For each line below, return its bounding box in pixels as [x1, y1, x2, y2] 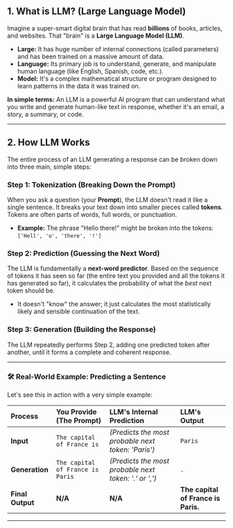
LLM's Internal [109, 406, 158, 416]
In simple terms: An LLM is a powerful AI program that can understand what [7, 95, 225, 104]
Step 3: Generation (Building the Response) [7, 324, 156, 334]
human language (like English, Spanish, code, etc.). [17, 67, 164, 75]
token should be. [7, 286, 55, 295]
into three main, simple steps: [7, 163, 92, 171]
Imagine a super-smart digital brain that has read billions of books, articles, [7, 24, 223, 32]
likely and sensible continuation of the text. [17, 307, 140, 315]
